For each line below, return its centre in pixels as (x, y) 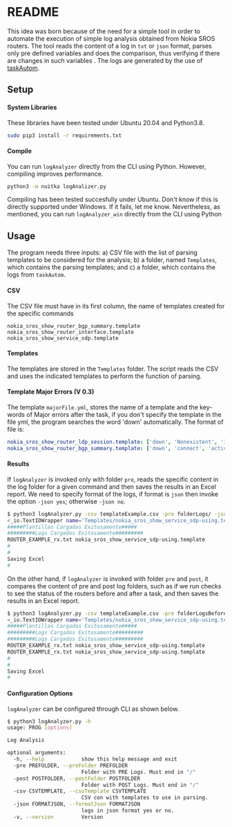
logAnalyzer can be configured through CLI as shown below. (93, 709)
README (33, 12)
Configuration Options (40, 693)
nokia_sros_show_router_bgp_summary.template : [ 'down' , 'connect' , (106, 448)
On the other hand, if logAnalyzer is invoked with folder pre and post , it (108, 579)
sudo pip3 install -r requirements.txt (65, 136)
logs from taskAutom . (36, 275)
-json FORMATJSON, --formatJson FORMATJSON (77, 804)
